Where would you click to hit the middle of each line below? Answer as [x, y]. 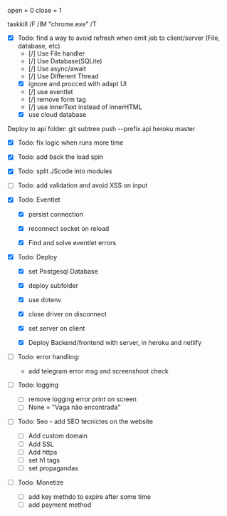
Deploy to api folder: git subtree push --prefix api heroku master [101, 129]
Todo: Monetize [41, 482]
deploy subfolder [53, 285]
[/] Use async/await [57, 69]
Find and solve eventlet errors [72, 242]
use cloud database [57, 115]
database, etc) [39, 46]
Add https [43, 452]
